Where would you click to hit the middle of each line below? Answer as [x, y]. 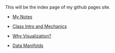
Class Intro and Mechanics [39, 26]
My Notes [22, 17]
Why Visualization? [32, 36]
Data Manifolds [28, 46]
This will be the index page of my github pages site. [58, 7]
